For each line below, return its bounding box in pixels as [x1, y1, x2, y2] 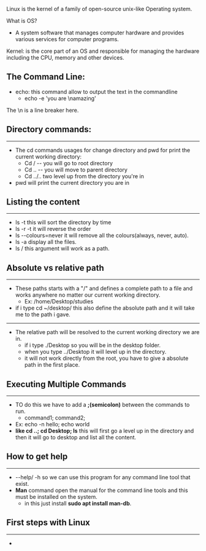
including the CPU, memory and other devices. [6, 54, 124, 61]
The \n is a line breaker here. [6, 106, 79, 114]
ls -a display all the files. [15, 238, 77, 246]
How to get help [6, 451, 68, 462]
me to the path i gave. [15, 311, 71, 318]
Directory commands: [6, 124, 92, 135]
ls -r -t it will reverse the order [15, 225, 91, 233]
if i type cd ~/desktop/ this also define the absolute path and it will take [15, 304, 195, 312]
